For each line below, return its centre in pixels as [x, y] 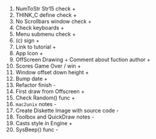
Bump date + [31, 78]
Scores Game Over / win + [48, 66]
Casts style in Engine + [44, 123]
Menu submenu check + [46, 34]
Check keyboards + [40, 28]
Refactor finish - [35, 85]
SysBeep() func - [37, 129]
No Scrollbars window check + [53, 21]
